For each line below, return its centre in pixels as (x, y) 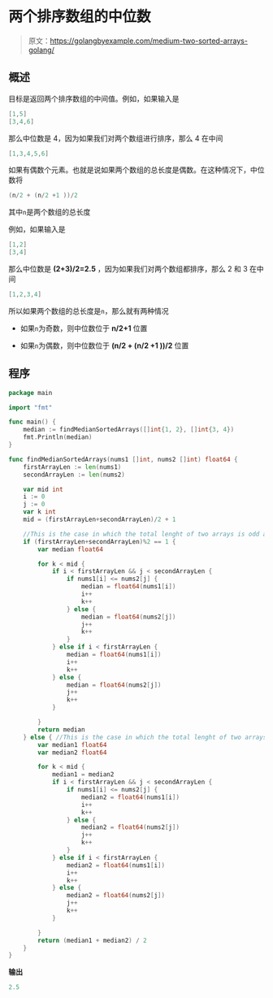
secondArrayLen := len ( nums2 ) (74, 475)
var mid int (43, 489)
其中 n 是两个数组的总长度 (50, 212)
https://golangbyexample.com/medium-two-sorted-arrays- (149, 41)
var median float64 (71, 549)
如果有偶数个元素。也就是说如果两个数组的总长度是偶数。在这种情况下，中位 (136, 170)
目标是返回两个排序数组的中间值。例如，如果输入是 (94, 98)
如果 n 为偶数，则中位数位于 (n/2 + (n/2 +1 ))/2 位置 (104, 345)
